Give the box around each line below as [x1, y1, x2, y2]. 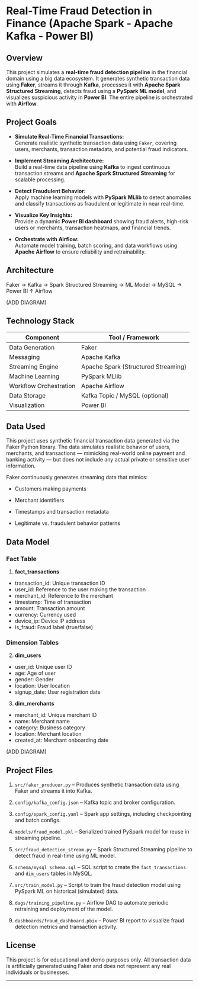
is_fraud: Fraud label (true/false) [14, 623, 94, 630]
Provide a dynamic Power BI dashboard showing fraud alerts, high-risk [14, 217, 189, 225]
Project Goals [6, 117, 57, 127]
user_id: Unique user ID [14, 664, 72, 671]
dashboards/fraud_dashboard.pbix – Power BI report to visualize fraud [14, 917, 185, 924]
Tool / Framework [108, 334, 159, 342]
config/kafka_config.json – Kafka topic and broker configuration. [14, 799, 176, 806]
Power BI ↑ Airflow [6, 287, 53, 294]
